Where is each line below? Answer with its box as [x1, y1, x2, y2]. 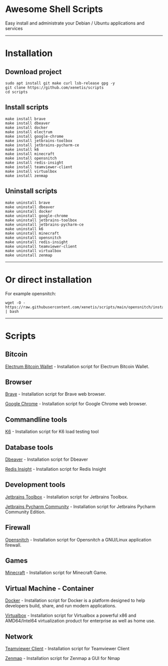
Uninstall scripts [5, 187, 57, 196]
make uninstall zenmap [5, 253, 52, 258]
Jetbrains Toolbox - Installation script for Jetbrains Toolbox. [5, 494, 128, 500]
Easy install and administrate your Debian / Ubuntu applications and [5, 20, 145, 26]
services [5, 25, 23, 31]
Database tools [5, 443, 53, 451]
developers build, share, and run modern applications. [5, 603, 116, 609]
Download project [5, 68, 62, 76]
